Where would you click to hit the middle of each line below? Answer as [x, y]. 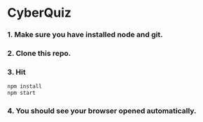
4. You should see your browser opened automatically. [102, 111]
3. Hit [16, 72]
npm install [24, 86]
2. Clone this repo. [39, 54]
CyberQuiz [40, 13]
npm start [22, 93]
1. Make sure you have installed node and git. [85, 35]
